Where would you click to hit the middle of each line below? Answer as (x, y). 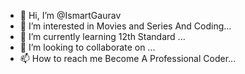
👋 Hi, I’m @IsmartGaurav (70, 15)
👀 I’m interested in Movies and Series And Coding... (125, 26)
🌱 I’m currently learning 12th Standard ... (102, 36)
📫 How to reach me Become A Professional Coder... (128, 58)
